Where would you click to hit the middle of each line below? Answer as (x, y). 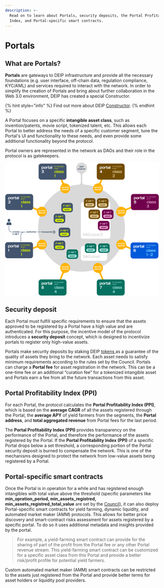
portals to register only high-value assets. (47, 342)
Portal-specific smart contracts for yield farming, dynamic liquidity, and (77, 509)
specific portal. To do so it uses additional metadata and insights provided (79, 525)
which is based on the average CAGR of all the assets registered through (79, 410)
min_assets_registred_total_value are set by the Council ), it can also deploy (82, 504)
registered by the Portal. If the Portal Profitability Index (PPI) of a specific (79, 441)
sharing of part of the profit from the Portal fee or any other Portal (83, 544)
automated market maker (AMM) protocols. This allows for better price (76, 514)
